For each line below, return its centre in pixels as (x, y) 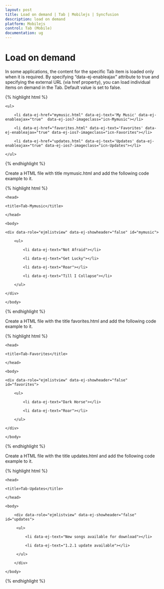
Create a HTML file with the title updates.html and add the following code (80, 456)
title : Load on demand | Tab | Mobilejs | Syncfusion (62, 14)
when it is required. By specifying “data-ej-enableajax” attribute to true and (82, 77)
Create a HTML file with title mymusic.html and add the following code (77, 173)
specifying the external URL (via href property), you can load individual (78, 82)
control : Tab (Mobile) (29, 28)
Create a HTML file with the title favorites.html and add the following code (81, 321)
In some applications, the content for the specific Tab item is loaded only (80, 71)
